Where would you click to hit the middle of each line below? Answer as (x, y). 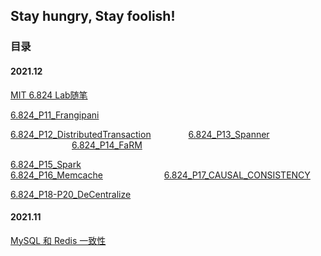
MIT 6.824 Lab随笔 (49, 95)
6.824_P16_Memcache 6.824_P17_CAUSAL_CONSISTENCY (160, 175)
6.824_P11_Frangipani (55, 115)
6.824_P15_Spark (46, 164)
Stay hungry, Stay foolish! (93, 16)
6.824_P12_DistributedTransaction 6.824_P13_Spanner (140, 134)
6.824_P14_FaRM (107, 145)
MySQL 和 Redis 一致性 (58, 240)
